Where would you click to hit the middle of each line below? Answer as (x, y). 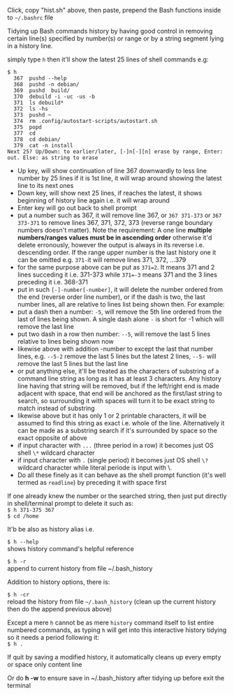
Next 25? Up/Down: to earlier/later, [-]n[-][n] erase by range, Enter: (115, 152)
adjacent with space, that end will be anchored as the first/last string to (119, 393)
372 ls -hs (31, 109)
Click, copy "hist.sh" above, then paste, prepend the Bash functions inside (114, 10)
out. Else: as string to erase (53, 158)
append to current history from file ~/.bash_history (80, 568)
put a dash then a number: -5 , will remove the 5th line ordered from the (119, 312)
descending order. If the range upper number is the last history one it (117, 252)
